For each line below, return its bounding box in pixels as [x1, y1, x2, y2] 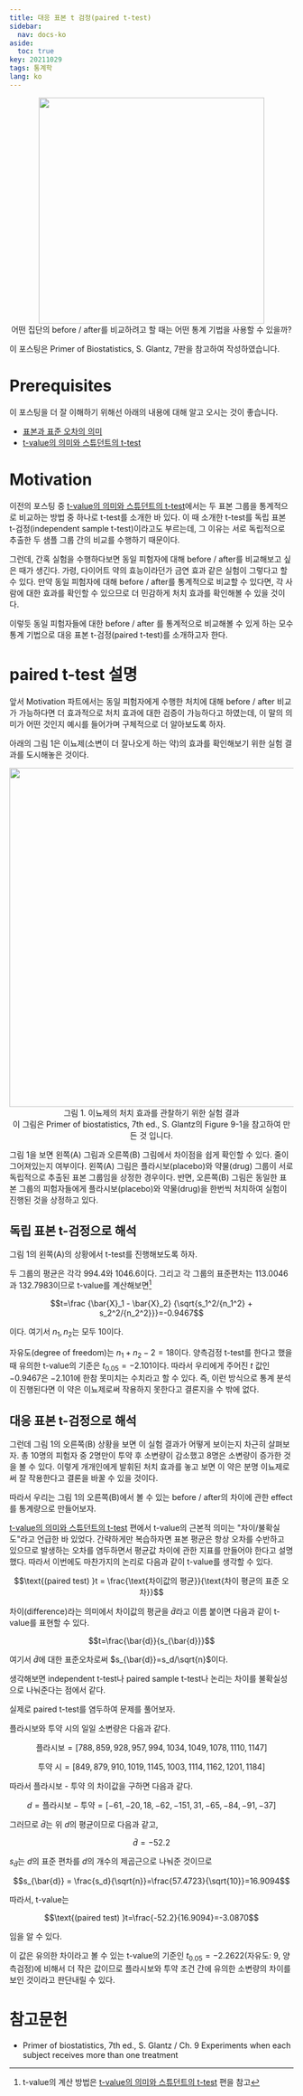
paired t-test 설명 [9, 664, 138, 685]
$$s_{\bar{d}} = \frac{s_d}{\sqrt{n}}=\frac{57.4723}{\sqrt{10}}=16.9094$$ [13, 1875, 290, 1886]
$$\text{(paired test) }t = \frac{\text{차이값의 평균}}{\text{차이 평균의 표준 [14, 1575, 280, 1587]
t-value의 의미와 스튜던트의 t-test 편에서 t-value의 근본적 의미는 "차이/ [9, 1523, 259, 1534]
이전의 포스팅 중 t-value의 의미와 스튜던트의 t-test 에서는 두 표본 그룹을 [9, 500, 258, 511]
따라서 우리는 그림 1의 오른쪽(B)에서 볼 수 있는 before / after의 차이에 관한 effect [9, 1492, 293, 1503]
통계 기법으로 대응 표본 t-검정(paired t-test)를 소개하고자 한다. [9, 629, 228, 640]
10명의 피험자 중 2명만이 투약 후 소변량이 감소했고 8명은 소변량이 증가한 [30, 1450, 282, 1461]
